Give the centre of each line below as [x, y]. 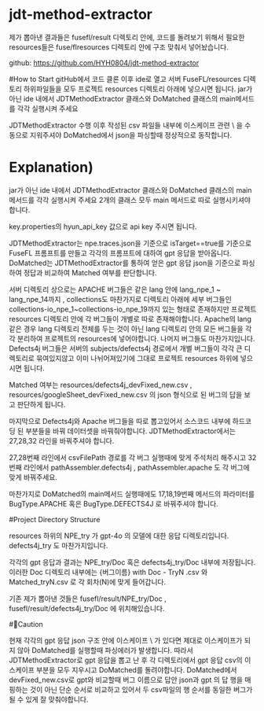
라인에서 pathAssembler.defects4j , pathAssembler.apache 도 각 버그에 [136, 467]
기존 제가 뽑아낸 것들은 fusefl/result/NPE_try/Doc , [88, 599]
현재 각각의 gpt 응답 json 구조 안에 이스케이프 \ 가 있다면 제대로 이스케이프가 [126, 640]
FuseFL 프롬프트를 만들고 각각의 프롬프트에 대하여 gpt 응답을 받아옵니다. [120, 252]
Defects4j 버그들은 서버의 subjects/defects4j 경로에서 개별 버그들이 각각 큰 [126, 348]
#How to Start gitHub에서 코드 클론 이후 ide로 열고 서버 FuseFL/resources [125, 79]
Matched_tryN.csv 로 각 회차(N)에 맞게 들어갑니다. [88, 582]
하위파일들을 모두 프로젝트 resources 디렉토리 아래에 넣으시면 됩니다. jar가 [138, 89]
